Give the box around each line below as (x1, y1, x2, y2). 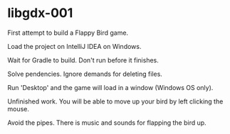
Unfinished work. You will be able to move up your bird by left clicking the (7, 97, 224, 106)
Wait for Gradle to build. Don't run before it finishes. (7, 55, 159, 65)
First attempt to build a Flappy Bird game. (7, 28, 129, 37)
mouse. (7, 104, 30, 113)
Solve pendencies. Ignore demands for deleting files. (7, 69, 162, 78)
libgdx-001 (7, 5, 73, 21)
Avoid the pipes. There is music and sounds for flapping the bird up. (7, 118, 207, 127)
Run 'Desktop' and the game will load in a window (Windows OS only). (7, 83, 214, 91)
